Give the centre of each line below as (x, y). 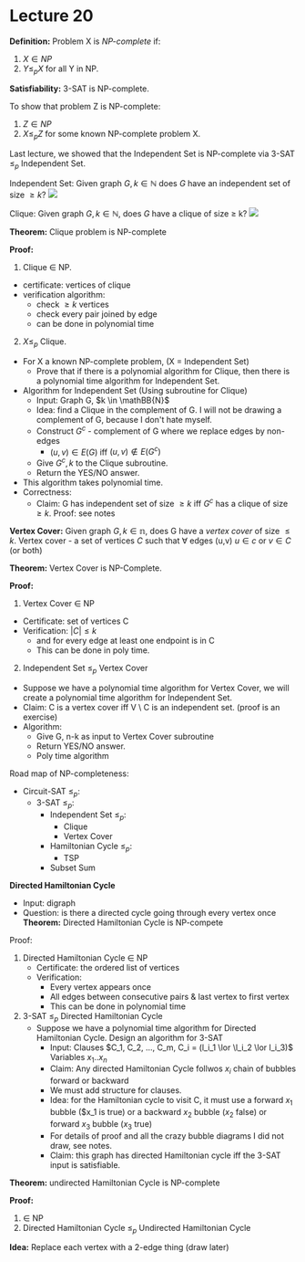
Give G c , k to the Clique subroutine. (102, 462)
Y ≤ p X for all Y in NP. (61, 69)
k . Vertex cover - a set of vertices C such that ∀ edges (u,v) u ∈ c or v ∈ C (150, 541)
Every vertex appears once (101, 986)
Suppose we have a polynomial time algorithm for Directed (146, 1027)
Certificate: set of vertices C (76, 621)
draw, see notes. (81, 1145)
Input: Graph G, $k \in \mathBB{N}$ (103, 400)
